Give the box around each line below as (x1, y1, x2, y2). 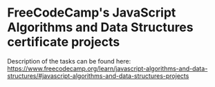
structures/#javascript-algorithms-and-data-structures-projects (7, 71, 189, 80)
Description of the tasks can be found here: (7, 57, 131, 65)
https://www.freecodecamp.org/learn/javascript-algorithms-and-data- (7, 64, 208, 72)
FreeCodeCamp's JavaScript (7, 5, 176, 21)
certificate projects (7, 35, 120, 50)
